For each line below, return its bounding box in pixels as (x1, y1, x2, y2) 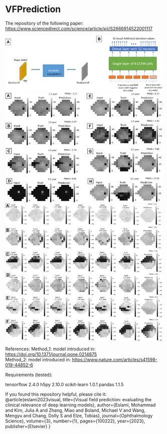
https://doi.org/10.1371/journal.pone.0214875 (5, 351, 97, 357)
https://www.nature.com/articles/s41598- (72, 356, 158, 363)
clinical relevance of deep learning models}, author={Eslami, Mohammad (5, 402, 156, 408)
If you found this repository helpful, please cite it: (5, 391, 107, 397)
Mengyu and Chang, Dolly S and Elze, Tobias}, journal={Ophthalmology (5, 413, 153, 419)
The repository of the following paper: (5, 20, 84, 26)
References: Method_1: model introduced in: (5, 346, 96, 352)
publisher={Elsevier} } (5, 423, 51, 429)
